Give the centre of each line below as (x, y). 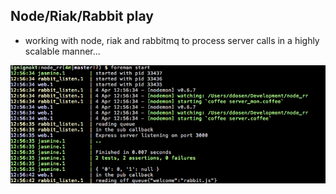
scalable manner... (62, 51)
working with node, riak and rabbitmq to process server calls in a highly (172, 40)
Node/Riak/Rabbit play (82, 16)
